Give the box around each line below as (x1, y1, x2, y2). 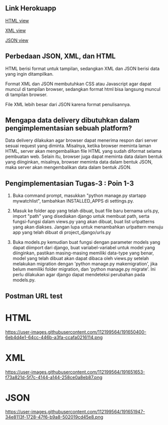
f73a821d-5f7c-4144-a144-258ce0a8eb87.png (5, 374, 103, 380)
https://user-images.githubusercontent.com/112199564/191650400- (5, 329, 147, 335)
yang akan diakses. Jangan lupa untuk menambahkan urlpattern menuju (12, 224, 163, 230)
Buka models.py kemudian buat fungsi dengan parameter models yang (12, 239, 160, 245)
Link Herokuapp (5, 4, 57, 13)
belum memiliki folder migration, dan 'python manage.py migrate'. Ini (12, 266, 156, 272)
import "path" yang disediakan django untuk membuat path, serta (12, 213, 150, 219)
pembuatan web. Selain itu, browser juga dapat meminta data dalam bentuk (5, 153, 163, 159)
